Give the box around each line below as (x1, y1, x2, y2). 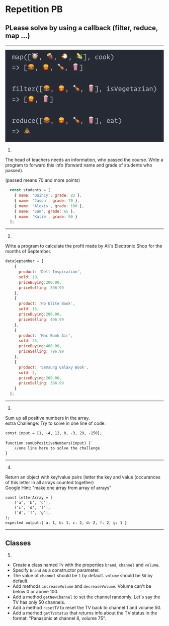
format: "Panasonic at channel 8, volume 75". (12, 615, 107, 621)
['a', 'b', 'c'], (14, 500, 51, 505)
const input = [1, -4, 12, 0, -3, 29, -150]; (5, 431, 102, 436)
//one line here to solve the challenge (14, 446, 100, 451)
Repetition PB (5, 4, 63, 15)
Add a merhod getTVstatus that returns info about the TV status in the (12, 610, 157, 616)
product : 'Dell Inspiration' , (18, 269, 82, 275)
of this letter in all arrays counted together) (5, 480, 94, 486)
